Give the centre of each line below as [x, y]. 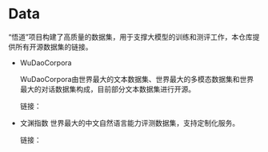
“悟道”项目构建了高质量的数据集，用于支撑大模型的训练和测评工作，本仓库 [131, 37]
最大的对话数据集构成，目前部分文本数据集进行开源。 [108, 89]
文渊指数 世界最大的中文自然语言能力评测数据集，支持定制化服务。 [130, 123]
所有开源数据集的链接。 [54, 47]
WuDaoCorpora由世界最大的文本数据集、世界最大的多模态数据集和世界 [137, 79]
